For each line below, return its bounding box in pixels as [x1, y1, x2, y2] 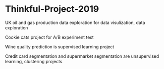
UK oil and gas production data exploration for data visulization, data [5, 20, 145, 25]
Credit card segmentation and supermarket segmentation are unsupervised [5, 53, 160, 59]
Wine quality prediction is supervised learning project [5, 44, 114, 49]
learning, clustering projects [5, 58, 63, 64]
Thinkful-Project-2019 [5, 3, 99, 15]
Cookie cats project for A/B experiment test [5, 34, 94, 40]
